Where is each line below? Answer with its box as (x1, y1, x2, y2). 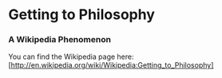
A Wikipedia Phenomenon (8, 34, 112, 45)
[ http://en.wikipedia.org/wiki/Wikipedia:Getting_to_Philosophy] (8, 60, 214, 70)
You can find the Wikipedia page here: (8, 52, 134, 61)
